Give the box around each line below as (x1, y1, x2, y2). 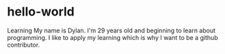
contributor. (7, 40, 40, 49)
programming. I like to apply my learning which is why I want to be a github (7, 33, 218, 41)
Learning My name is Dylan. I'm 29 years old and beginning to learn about (7, 26, 216, 34)
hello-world (7, 4, 75, 20)
